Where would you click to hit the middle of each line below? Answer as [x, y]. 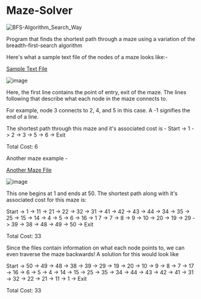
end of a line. [23, 117]
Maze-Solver [40, 11]
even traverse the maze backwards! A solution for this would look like [93, 254]
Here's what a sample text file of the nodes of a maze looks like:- [87, 57]
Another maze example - [37, 158]
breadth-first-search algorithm [44, 45]
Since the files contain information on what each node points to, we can [96, 248]
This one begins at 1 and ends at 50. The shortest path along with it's [92, 193]
